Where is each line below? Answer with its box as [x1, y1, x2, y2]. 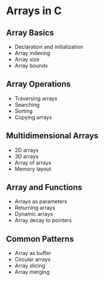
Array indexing [14, 50, 51, 57]
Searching [14, 101, 40, 108]
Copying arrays [14, 113, 52, 120]
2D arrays [14, 146, 39, 153]
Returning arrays [14, 204, 56, 211]
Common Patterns [6, 234, 75, 244]
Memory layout [14, 165, 52, 172]
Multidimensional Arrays [6, 131, 99, 141]
